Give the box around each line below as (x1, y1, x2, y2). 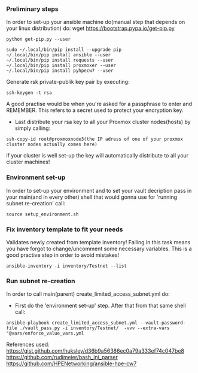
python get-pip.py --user (6, 37, 71, 43)
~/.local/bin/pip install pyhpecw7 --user (6, 68, 114, 74)
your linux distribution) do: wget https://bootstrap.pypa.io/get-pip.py (6, 25, 175, 32)
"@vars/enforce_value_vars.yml (6, 330, 84, 336)
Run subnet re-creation (6, 277, 76, 285)
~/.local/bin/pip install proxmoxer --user (6, 62, 117, 69)
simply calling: (14, 125, 51, 132)
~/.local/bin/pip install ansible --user (6, 52, 111, 58)
